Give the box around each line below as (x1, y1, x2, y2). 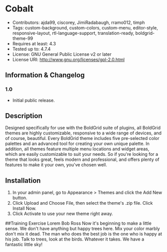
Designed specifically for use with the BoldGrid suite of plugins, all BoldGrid (5, 125, 161, 131)
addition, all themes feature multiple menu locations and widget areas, (5, 146, 150, 152)
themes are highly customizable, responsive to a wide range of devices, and (5, 130, 162, 136)
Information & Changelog (5, 71, 85, 80)
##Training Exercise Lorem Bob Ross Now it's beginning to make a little (5, 220, 152, 227)
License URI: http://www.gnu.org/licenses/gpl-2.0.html (12, 56, 125, 62)
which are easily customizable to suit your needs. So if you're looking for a (5, 151, 159, 157)
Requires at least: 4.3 (12, 40, 56, 46)
